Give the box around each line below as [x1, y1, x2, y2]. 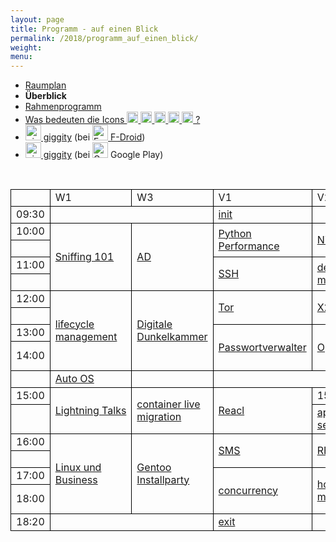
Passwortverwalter [218, 340, 307, 354]
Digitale [136, 317, 173, 331]
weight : [10, 42, 43, 53]
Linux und [54, 460, 102, 474]
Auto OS [54, 372, 95, 386]
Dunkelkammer [136, 329, 208, 343]
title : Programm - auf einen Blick [10, 24, 159, 34]
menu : [10, 52, 33, 62]
